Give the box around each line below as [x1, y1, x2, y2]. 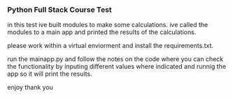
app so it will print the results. [7, 70, 92, 78]
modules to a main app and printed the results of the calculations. [7, 28, 197, 36]
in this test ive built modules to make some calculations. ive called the [7, 21, 209, 29]
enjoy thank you [7, 83, 54, 92]
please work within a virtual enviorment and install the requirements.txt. [7, 42, 214, 50]
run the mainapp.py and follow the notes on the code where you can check [7, 55, 224, 63]
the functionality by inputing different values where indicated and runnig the [7, 63, 226, 71]
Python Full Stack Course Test [7, 5, 112, 15]
